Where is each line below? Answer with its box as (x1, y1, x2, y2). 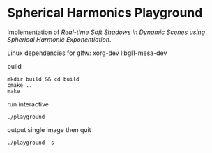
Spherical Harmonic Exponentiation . (7, 35, 112, 43)
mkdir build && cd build (7, 75, 79, 83)
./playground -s (7, 139, 54, 146)
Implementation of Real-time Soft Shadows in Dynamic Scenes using (7, 28, 206, 36)
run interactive (7, 99, 49, 108)
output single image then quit (7, 125, 92, 134)
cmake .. (7, 81, 33, 88)
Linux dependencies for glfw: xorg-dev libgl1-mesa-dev (7, 49, 167, 57)
